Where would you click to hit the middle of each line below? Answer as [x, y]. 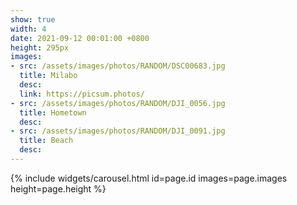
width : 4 [28, 29]
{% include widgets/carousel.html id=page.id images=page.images [149, 178]
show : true [33, 19]
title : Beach [46, 141]
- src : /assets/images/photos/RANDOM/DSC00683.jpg [118, 66]
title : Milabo [48, 76]
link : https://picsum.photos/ [82, 94]
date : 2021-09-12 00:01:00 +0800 [80, 38]
